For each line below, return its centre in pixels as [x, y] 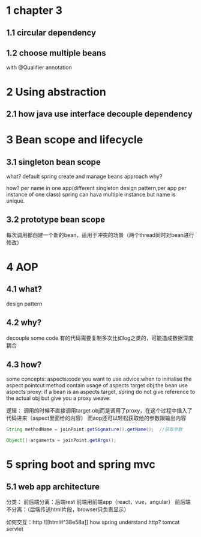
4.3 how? [24, 364]
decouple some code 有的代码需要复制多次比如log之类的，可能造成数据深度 [100, 338]
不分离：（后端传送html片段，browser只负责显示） [68, 509]
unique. [16, 201]
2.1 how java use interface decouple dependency [100, 114]
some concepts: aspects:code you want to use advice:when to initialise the [99, 379]
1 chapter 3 [34, 11]
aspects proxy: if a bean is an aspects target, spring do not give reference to [101, 392]
